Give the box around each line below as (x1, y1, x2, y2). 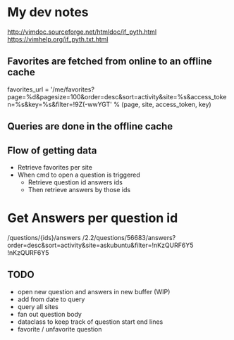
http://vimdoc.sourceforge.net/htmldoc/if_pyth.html (7, 27, 157, 36)
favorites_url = (7, 85, 49, 94)
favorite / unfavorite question (17, 325, 102, 333)
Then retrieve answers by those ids (27, 185, 131, 194)
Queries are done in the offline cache (7, 120, 173, 132)
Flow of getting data (7, 144, 97, 156)
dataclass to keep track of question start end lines (17, 317, 164, 326)
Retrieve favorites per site (17, 163, 93, 171)
